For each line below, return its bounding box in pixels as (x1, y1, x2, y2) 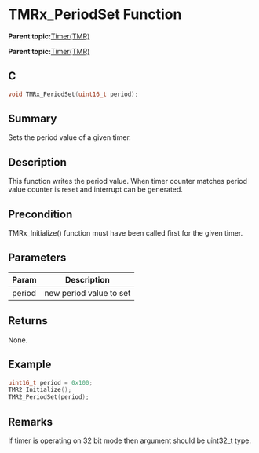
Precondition (8, 207, 73, 221)
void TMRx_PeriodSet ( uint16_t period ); (8, 90, 139, 98)
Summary (8, 112, 57, 126)
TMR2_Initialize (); (8, 386, 72, 394)
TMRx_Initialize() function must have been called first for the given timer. (8, 228, 243, 238)
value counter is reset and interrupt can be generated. (8, 184, 183, 194)
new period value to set (44, 287, 131, 298)
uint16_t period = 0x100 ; (8, 378, 93, 386)
